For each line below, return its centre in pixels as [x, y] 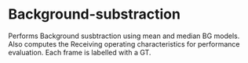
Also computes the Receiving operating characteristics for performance [124, 44]
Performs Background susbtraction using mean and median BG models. [124, 36]
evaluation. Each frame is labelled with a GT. [80, 52]
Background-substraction [94, 14]
